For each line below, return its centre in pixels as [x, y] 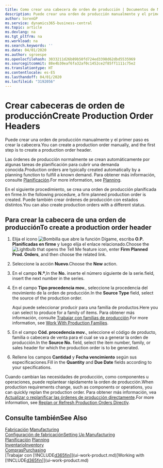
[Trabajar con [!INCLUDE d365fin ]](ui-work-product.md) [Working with [75, 455]
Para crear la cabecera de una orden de [65, 220]
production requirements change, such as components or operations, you [79, 387]
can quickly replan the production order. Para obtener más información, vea [81, 392]
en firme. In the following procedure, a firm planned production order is [76, 194]
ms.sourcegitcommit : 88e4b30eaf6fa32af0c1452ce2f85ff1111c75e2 [70, 63]
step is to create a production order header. [49, 150]
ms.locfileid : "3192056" [30, 81]
